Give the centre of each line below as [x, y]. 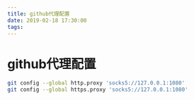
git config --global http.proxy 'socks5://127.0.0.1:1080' [96, 83]
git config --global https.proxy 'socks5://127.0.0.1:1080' [98, 90]
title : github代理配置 [39, 14]
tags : [15, 27]
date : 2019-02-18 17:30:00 [47, 20]
